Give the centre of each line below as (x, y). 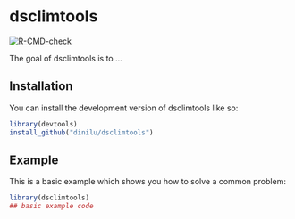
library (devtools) (43, 124)
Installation (41, 86)
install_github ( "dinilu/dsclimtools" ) (81, 132)
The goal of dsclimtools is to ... (66, 58)
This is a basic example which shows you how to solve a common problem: (147, 182)
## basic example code (51, 207)
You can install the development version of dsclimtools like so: (124, 108)
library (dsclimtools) (50, 198)
